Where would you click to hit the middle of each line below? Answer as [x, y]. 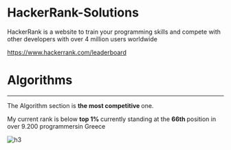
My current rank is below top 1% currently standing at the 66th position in [112, 119]
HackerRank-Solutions [73, 13]
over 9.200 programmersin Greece [56, 126]
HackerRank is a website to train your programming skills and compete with [114, 32]
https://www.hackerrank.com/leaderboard [67, 52]
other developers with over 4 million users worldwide [82, 39]
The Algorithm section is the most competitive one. [80, 105]
